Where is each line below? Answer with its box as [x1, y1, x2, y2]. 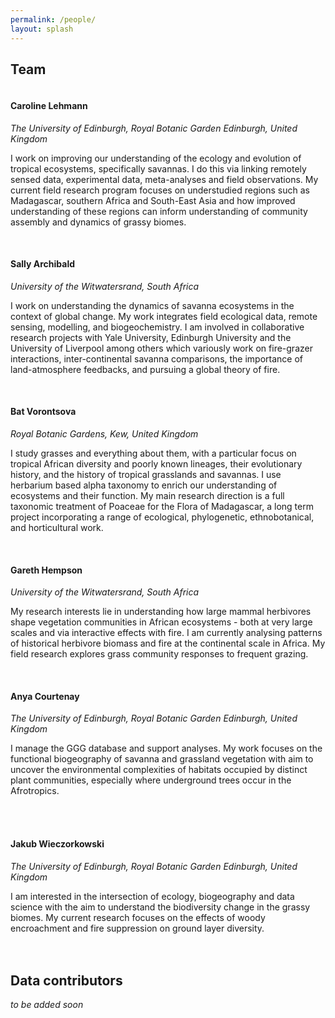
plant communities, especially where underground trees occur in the [10, 774, 292, 786]
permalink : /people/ [10, 14, 97, 25]
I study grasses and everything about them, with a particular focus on [10, 447, 297, 459]
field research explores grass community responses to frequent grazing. [10, 648, 309, 660]
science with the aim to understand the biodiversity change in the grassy [10, 901, 311, 913]
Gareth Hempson [10, 564, 83, 576]
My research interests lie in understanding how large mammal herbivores [10, 606, 312, 618]
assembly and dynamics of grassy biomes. [10, 216, 187, 228]
